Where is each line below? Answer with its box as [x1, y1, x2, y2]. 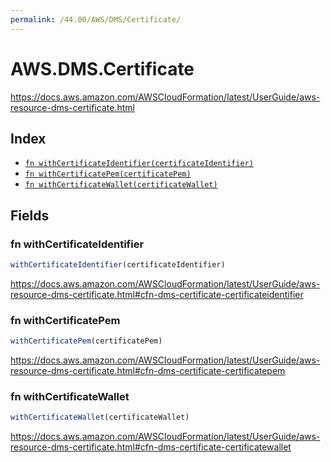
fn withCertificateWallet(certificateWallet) [24, 180, 218, 190]
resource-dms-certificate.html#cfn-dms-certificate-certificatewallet [10, 441, 292, 453]
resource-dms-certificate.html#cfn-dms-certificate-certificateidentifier [10, 288, 304, 300]
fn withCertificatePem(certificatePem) [24, 169, 192, 180]
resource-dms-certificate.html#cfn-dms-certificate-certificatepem [10, 365, 286, 377]
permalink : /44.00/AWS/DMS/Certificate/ [10, 14, 182, 25]
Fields [10, 207, 50, 224]
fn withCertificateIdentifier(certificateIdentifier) [24, 159, 254, 169]
